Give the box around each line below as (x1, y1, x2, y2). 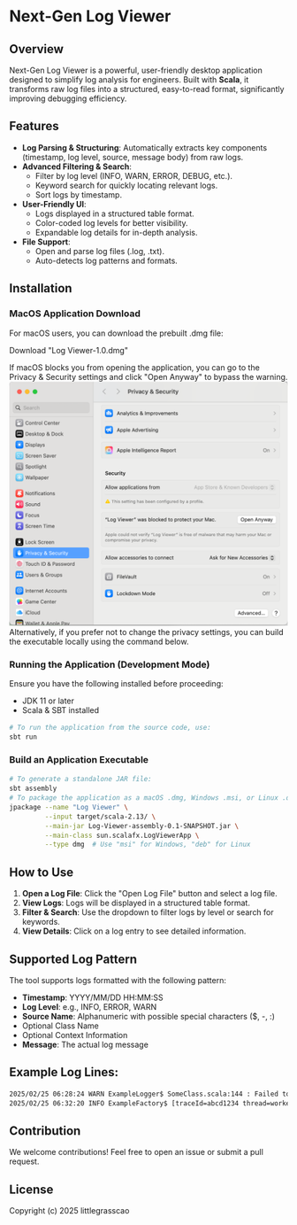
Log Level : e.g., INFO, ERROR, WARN (21, 1001, 157, 1012)
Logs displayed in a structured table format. (34, 208, 194, 219)
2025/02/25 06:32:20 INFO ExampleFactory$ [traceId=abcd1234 (9, 1098, 240, 1108)
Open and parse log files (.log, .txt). (34, 245, 165, 256)
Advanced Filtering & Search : (21, 161, 133, 172)
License (9, 1182, 54, 1197)
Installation (9, 281, 72, 296)
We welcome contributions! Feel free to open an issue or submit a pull (9, 1147, 263, 1158)
